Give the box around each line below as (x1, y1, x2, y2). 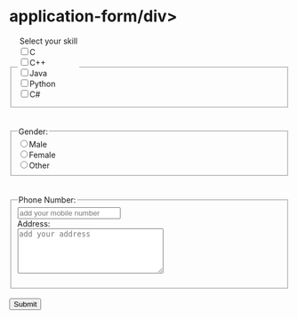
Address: (17, 219, 51, 229)
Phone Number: (18, 195, 77, 205)
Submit (13, 299, 37, 308)
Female (28, 149, 56, 161)
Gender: (18, 126, 49, 137)
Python (29, 78, 56, 89)
